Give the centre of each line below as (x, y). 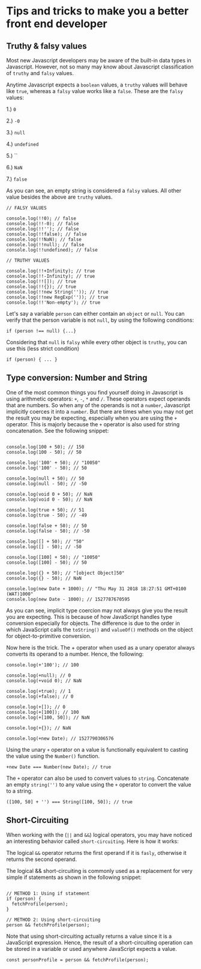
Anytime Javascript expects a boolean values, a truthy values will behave (97, 85)
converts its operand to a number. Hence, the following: (75, 654)
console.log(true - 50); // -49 (46, 515)
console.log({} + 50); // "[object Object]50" (65, 573)
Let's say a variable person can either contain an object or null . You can (95, 314)
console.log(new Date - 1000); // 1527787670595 (68, 599)
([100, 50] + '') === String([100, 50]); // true (70, 802)
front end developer (57, 24)
